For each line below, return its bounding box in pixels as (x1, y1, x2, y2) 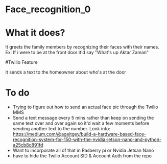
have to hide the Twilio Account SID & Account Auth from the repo (12, 153, 152, 159)
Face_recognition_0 (5, 4, 91, 15)
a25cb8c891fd (12, 142, 43, 148)
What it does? (5, 27, 65, 39)
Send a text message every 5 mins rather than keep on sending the (12, 115, 154, 121)
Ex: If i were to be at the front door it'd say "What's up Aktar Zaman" (5, 50, 149, 56)
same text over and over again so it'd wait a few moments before (12, 120, 150, 126)
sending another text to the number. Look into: (12, 126, 111, 132)
